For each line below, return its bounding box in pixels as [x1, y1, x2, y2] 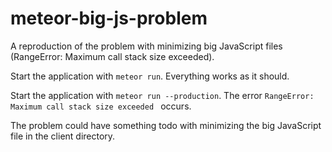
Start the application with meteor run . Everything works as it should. [10, 70, 290, 82]
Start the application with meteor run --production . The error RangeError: [10, 89, 315, 101]
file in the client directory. [10, 130, 116, 142]
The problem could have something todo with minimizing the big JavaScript [10, 119, 322, 131]
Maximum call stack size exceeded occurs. [10, 100, 192, 112]
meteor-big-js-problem [10, 7, 208, 30]
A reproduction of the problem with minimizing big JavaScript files [10, 40, 283, 52]
